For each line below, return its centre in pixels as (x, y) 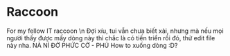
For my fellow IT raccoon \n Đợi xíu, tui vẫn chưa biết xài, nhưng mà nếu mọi (115, 31)
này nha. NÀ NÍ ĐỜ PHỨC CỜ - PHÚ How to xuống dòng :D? (92, 45)
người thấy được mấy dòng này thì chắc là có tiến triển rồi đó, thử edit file (111, 38)
